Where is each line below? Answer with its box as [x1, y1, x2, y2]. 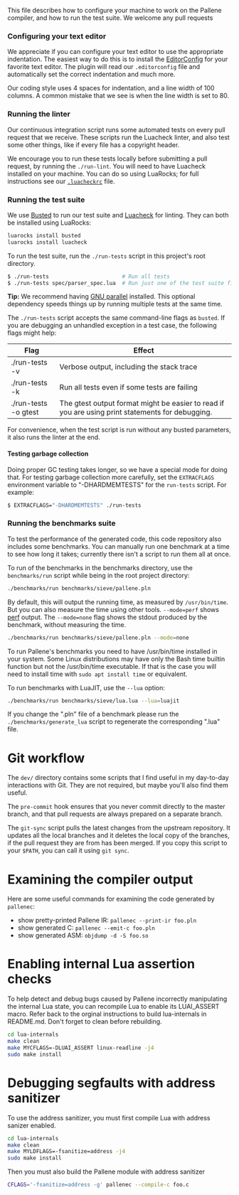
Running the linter [7, 109, 71, 119]
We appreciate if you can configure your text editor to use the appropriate [7, 48, 224, 56]
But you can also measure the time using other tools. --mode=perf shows [7, 605, 219, 613]
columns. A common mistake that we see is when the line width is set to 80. [7, 92, 230, 100]
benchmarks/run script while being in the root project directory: [7, 571, 190, 579]
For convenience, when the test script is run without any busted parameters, [7, 426, 231, 434]
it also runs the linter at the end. [7, 433, 101, 441]
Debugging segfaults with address [7, 1075, 216, 1090]
